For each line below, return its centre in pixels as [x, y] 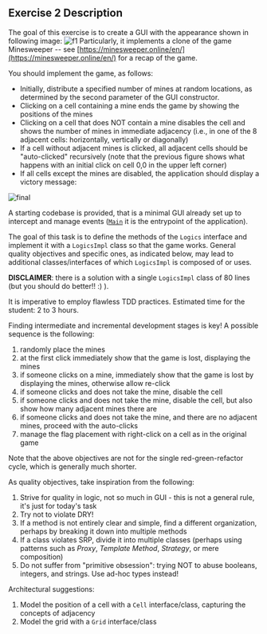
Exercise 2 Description [66, 13]
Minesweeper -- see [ [44, 49]
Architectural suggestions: [51, 589]
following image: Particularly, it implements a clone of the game [120, 41]
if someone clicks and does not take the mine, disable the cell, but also [136, 400]
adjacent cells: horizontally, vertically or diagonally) [104, 140]
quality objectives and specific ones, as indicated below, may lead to [121, 254]
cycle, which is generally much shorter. [73, 467]
